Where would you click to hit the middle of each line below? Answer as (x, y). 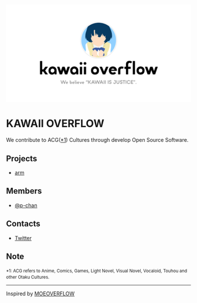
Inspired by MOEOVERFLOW (40, 294)
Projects (22, 159)
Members (24, 191)
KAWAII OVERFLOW (55, 124)
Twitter (23, 238)
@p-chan (26, 205)
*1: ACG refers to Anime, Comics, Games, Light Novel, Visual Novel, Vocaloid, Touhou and (97, 271)
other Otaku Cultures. (28, 277)
